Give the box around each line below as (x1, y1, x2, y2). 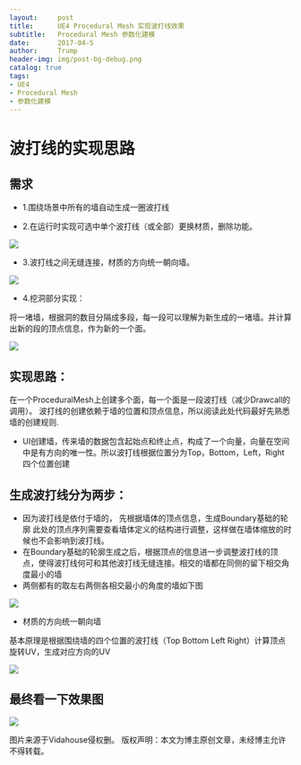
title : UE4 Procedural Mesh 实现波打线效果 (9, 22, 185, 31)
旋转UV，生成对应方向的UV (9, 646, 111, 656)
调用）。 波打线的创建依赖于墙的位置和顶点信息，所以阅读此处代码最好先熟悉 (9, 406, 290, 417)
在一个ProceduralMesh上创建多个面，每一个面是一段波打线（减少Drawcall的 (9, 394, 291, 405)
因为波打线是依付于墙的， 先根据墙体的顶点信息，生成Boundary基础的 (21, 513, 280, 523)
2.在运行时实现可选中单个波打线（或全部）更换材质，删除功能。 (21, 221, 258, 232)
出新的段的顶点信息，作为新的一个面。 (9, 323, 150, 334)
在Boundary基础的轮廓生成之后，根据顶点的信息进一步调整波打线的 (21, 547, 271, 557)
